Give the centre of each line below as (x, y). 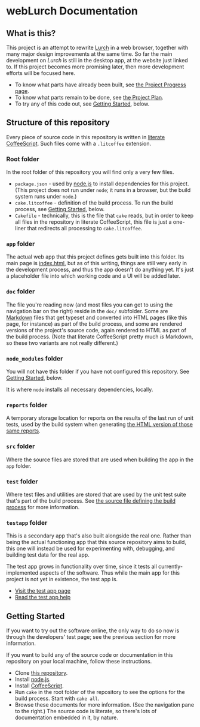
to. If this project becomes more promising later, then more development (95, 67)
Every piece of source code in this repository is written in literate (86, 137)
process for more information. (43, 507)
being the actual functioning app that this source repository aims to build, (96, 542)
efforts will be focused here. (41, 73)
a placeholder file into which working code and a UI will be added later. (93, 276)
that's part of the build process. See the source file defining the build (91, 501)
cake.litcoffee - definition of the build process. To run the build (94, 203)
